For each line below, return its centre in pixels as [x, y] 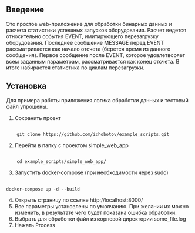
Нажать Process [35, 225]
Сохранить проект [38, 118]
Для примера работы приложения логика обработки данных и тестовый [97, 100]
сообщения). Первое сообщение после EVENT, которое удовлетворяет [96, 55]
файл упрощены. [27, 106]
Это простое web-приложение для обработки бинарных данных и [89, 24]
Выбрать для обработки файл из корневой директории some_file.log [100, 219]
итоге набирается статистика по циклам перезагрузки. [75, 68]
